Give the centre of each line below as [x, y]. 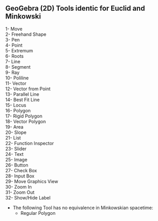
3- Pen [13, 39]
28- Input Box [20, 176]
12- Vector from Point [28, 89]
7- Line [13, 62]
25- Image [16, 159]
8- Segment [18, 67]
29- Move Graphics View [32, 181]
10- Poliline [17, 78]
